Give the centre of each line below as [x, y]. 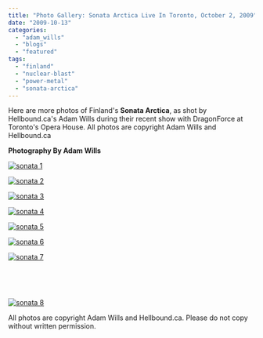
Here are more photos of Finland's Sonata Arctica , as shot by [108, 111]
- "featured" [36, 52]
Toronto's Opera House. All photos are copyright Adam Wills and [112, 127]
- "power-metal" [41, 81]
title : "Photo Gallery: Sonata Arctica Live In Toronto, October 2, [122, 15]
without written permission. [52, 326]
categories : [27, 30]
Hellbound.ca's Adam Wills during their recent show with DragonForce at [126, 119]
